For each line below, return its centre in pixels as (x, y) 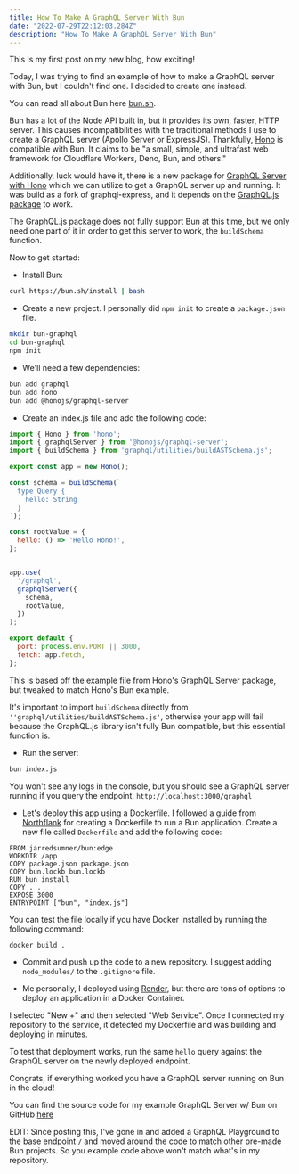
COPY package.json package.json (69, 864)
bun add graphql (39, 384)
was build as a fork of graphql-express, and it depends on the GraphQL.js (144, 195)
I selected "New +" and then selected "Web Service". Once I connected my (147, 1015)
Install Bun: (43, 275)
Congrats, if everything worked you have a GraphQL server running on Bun (147, 1079)
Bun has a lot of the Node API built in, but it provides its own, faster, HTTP (145, 120)
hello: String (51, 499)
